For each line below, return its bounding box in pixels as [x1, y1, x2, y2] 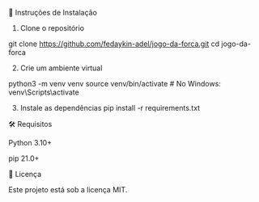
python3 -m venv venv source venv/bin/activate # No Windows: [8, 79, 221, 88]
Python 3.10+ [8, 138, 53, 147]
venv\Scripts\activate [8, 87, 79, 97]
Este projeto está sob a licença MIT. [8, 185, 128, 194]
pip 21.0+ [8, 154, 40, 163]
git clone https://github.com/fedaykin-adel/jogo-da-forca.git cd [8, 39, 220, 48]
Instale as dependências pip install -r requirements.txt [19, 103, 201, 112]
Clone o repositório [19, 23, 85, 32]
